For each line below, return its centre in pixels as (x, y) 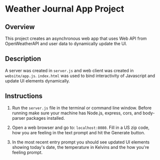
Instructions (24, 96)
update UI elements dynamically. (37, 80)
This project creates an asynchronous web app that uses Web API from (76, 38)
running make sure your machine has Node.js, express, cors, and (77, 113)
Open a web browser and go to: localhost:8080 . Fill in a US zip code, (81, 128)
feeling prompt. (27, 152)
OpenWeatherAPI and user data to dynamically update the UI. (66, 44)
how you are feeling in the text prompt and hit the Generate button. (79, 132)
